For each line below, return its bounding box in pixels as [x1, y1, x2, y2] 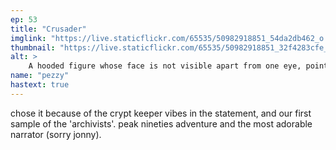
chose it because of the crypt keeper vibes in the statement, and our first [10, 107, 312, 119]
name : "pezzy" [10, 71, 70, 81]
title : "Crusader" [10, 24, 87, 34]
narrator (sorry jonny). [10, 128, 102, 140]
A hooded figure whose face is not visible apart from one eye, [28, 61, 302, 71]
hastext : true [10, 80, 70, 90]
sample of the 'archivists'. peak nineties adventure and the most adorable [10, 117, 313, 130]
